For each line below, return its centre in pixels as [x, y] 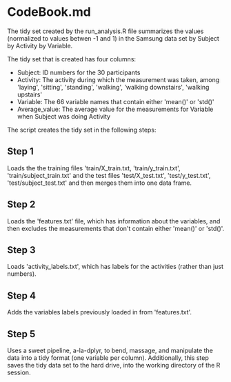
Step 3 [21, 250]
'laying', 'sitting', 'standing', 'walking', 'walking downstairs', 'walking [113, 87]
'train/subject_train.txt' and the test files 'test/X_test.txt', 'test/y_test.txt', [109, 175]
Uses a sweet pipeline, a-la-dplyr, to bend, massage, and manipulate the [110, 350]
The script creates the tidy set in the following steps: [82, 130]
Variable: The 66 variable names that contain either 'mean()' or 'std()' [115, 101]
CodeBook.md [49, 12]
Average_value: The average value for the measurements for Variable [115, 109]
